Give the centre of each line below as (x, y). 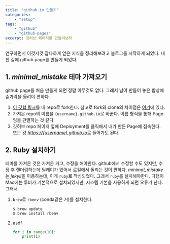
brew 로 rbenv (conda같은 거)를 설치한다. (53, 199)
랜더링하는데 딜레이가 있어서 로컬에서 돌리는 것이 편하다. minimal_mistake (90, 170)
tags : (11, 24)
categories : (18, 15)
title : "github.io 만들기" (32, 10)
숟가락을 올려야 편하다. (28, 96)
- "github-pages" (33, 33)
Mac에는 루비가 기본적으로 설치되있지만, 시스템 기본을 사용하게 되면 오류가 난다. (84, 182)
